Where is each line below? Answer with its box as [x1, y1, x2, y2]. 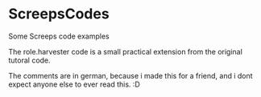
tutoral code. [8, 55, 51, 65]
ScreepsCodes [8, 5, 110, 23]
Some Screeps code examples [8, 31, 110, 41]
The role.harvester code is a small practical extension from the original [8, 46, 243, 56]
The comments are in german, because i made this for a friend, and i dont [8, 71, 253, 80]
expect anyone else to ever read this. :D [8, 79, 141, 89]
